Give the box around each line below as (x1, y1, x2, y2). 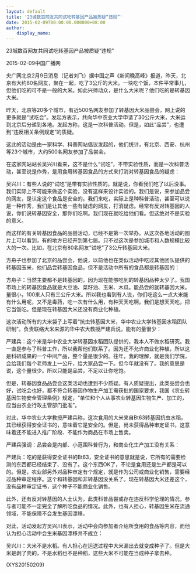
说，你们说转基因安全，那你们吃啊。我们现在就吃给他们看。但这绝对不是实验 (6, 210, 190, 217)
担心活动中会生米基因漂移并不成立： (16, 530, 103, 537)
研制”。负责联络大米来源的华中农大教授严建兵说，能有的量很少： (6, 326, 162, 333)
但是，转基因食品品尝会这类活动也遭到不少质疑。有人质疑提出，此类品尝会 (6, 380, 185, 387)
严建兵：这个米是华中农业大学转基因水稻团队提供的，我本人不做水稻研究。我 (6, 338, 190, 345)
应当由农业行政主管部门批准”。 (6, 402, 80, 409)
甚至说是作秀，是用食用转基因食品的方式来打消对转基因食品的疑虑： (16, 168, 180, 175)
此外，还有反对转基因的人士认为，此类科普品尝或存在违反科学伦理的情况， (6, 496, 185, 503)
